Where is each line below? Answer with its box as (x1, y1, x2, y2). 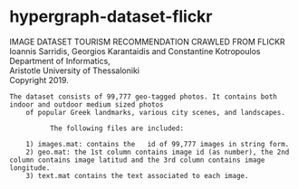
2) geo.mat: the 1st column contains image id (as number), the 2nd (25, 147, 290, 156)
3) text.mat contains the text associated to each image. (25, 171, 249, 180)
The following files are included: (49, 124, 184, 133)
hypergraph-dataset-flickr (9, 6, 213, 27)
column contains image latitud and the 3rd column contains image (9, 156, 265, 165)
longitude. (9, 163, 51, 173)
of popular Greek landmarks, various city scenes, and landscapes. (25, 108, 285, 117)
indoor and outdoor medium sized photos (9, 99, 165, 109)
